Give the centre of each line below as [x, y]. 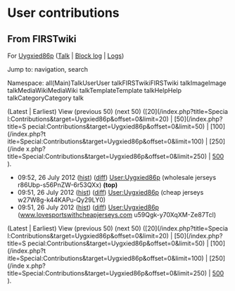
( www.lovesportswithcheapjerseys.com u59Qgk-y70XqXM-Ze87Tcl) [117, 215]
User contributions [63, 13]
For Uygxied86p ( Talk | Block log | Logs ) [66, 56]
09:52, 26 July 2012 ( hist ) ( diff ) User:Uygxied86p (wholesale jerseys [117, 177]
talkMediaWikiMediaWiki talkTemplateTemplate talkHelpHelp [94, 90]
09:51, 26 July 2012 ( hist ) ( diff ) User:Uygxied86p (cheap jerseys [110, 192]
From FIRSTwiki [42, 39]
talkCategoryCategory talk [46, 98]
